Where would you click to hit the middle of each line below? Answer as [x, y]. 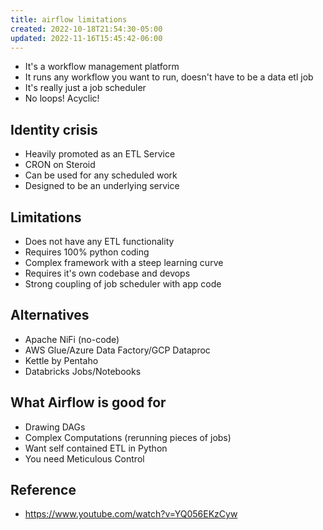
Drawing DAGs [55, 427]
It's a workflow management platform [102, 67]
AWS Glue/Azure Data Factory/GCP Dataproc [117, 350]
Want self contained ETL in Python [96, 448]
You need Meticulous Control [84, 458]
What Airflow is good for [88, 402]
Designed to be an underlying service [102, 186]
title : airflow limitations [69, 19]
